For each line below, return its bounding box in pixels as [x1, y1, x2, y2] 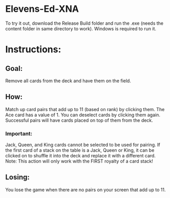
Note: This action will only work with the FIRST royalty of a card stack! [5, 158, 154, 165]
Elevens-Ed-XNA [5, 3, 79, 15]
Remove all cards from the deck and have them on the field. [5, 78, 132, 84]
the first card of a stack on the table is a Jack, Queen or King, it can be [5, 147, 155, 153]
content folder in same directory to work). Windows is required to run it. [5, 25, 157, 31]
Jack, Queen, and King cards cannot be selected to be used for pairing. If [5, 142, 160, 148]
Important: [5, 130, 33, 137]
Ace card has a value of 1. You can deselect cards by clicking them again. [5, 112, 160, 118]
